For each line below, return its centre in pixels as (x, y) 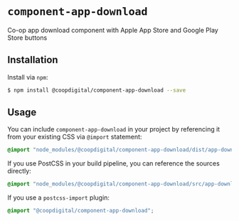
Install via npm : (28, 77)
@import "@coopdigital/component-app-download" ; (81, 211)
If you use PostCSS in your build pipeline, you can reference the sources (114, 163)
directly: (20, 171)
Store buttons (27, 38)
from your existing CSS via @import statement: (75, 137)
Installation (33, 60)
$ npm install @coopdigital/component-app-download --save (97, 90)
